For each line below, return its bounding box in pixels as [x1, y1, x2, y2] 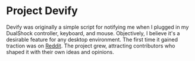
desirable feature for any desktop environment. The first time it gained [6, 36, 178, 43]
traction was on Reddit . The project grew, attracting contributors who [6, 42, 175, 49]
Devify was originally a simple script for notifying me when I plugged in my [6, 23, 189, 30]
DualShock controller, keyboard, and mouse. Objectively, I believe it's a [6, 29, 180, 36]
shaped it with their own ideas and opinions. [6, 48, 114, 55]
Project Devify [6, 4, 78, 18]
